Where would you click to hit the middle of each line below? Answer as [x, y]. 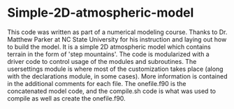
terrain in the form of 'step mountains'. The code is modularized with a [108, 54]
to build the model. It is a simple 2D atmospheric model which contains [109, 47]
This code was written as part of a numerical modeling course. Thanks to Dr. [117, 32]
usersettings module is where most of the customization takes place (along [115, 69]
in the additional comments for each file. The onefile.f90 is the [97, 83]
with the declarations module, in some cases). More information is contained [117, 76]
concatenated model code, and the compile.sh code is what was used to [112, 91]
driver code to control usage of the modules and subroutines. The [102, 61]
